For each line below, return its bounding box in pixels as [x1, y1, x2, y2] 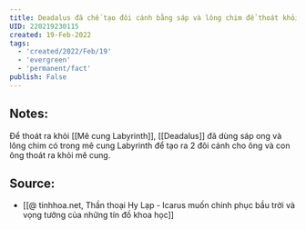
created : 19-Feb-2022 [9, 30, 92, 39]
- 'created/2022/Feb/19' [17, 47, 112, 56]
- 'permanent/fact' [17, 65, 92, 74]
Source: [9, 175, 56, 191]
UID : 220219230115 [9, 22, 79, 31]
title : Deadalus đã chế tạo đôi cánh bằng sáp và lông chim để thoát [9, 13, 280, 23]
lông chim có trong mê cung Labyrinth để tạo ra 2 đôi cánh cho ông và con [9, 140, 291, 151]
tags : [9, 38, 30, 48]
